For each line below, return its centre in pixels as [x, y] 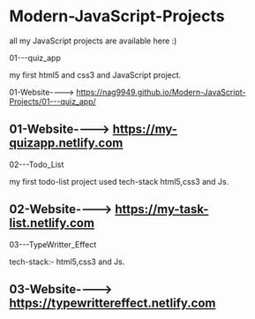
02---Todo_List [37, 164]
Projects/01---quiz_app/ [53, 101]
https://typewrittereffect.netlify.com [112, 303]
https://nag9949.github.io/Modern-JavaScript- [161, 92]
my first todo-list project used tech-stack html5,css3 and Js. [119, 181]
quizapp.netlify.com [66, 143]
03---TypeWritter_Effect [53, 244]
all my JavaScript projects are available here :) [93, 41]
